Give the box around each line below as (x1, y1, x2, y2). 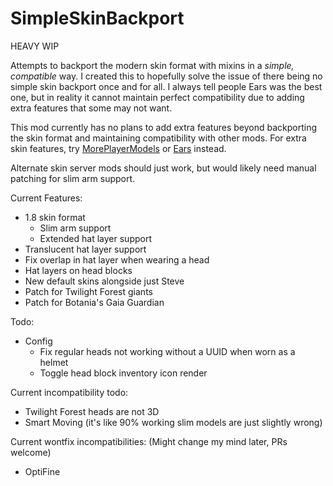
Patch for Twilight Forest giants (24, 285, 153, 297)
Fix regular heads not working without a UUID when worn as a (39, 345, 296, 357)
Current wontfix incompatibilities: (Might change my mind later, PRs (10, 435, 288, 447)
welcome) (10, 446, 52, 458)
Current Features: (10, 192, 83, 204)
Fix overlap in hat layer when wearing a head (24, 253, 210, 266)
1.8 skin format (24, 211, 86, 223)
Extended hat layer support (39, 232, 152, 244)
